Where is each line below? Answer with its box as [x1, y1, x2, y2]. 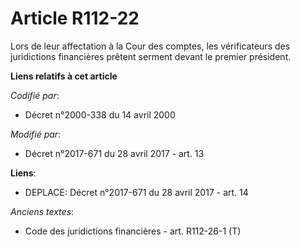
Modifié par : [10, 128, 62, 140]
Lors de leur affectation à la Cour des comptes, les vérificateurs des [10, 40, 291, 52]
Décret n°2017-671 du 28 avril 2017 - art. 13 [24, 147, 205, 159]
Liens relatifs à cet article [10, 70, 118, 82]
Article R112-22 [10, 7, 140, 30]
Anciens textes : [10, 205, 75, 217]
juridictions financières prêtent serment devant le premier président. [10, 50, 292, 62]
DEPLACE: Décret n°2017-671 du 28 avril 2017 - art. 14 [24, 186, 249, 198]
